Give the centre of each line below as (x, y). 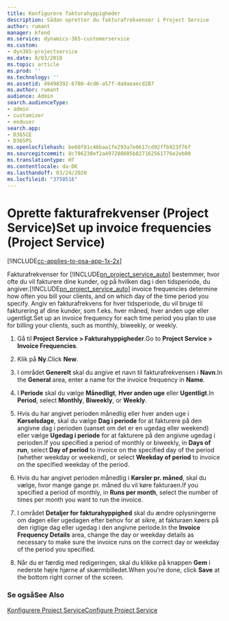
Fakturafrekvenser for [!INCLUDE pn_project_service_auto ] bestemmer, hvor (113, 274)
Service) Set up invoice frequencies (109, 228)
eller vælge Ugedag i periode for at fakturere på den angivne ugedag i (116, 435)
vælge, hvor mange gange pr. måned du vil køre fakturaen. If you (107, 485)
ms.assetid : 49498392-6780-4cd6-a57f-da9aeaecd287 (81, 84)
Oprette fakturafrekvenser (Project (108, 213)
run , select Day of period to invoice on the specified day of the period (116, 450)
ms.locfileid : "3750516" (42, 179)
